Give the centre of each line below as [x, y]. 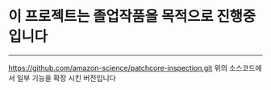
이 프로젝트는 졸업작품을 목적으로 [111, 16]
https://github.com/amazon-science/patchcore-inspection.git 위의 [118, 67]
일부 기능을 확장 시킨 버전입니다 [66, 78]
